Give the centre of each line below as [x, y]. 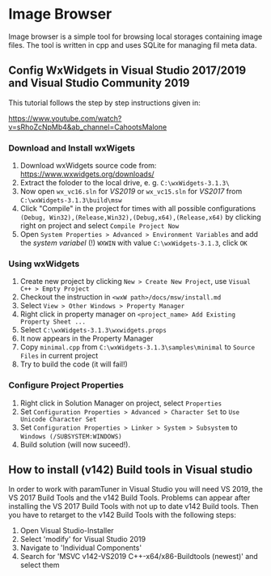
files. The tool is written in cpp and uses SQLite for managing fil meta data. [133, 44]
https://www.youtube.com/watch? [65, 118]
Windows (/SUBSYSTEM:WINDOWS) [71, 436]
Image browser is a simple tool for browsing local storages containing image [135, 36]
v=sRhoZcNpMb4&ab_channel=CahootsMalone [88, 127]
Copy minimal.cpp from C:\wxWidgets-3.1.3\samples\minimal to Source [138, 347]
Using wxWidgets [44, 264]
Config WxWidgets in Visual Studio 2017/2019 [127, 71]
